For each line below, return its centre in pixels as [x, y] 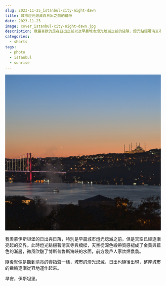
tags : [11, 47]
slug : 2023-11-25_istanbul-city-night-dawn [51, 10]
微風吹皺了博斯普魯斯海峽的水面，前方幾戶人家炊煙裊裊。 [85, 251]
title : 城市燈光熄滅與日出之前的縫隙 [39, 16]
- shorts [19, 42]
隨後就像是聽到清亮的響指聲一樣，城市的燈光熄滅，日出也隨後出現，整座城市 [83, 262]
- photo [18, 52]
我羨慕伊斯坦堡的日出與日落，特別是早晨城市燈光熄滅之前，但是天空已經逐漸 [83, 239]
